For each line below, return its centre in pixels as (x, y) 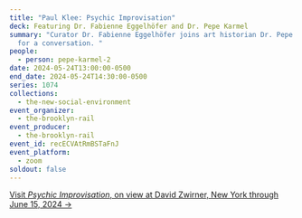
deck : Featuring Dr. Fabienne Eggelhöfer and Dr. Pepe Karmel (129, 26)
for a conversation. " (60, 43)
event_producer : (40, 128)
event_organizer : (42, 110)
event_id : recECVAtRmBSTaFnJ (64, 144)
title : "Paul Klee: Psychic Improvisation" (93, 18)
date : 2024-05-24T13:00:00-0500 (70, 69)
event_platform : (40, 152)
